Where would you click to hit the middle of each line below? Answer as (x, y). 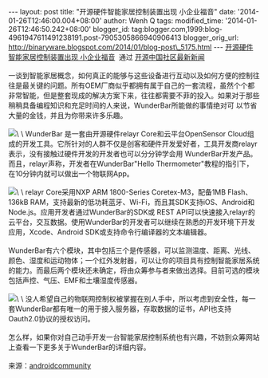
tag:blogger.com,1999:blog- (177, 29)
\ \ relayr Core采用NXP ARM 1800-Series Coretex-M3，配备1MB (121, 192)
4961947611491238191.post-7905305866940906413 (95, 37)
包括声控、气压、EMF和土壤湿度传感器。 (75, 280)
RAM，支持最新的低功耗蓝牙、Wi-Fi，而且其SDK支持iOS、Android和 (142, 202)
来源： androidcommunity (50, 366)
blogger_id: (111, 29)
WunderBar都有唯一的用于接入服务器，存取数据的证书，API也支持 (123, 309)
